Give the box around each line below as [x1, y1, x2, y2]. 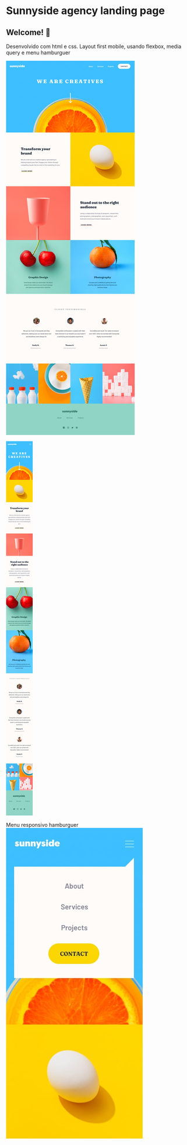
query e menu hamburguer [6, 49, 70, 56]
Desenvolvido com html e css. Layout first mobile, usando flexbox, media [6, 43, 182, 50]
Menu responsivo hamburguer [6, 822, 79, 828]
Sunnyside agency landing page [6, 4, 165, 18]
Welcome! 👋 [6, 27, 51, 37]
